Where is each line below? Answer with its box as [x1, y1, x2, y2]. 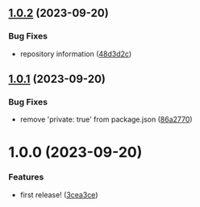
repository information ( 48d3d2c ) [19, 48, 131, 59]
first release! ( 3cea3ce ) [19, 189, 98, 200]
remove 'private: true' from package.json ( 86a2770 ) [19, 114, 193, 124]
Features [8, 172, 44, 183]
